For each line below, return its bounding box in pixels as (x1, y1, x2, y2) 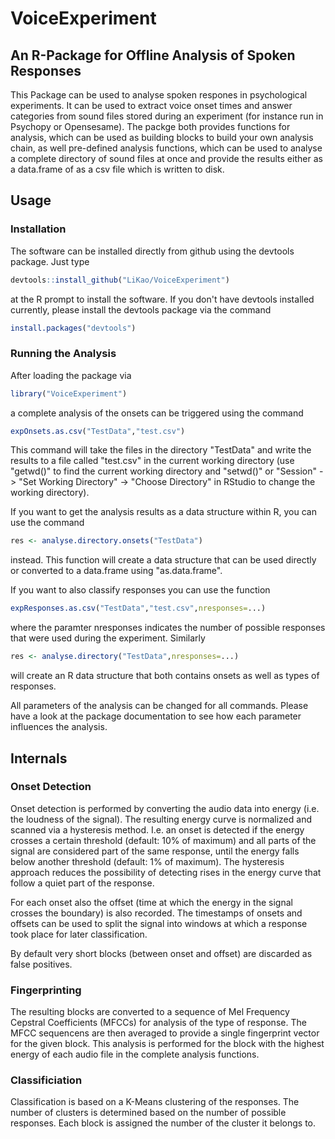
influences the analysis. (10, 721, 108, 733)
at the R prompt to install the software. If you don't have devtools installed (10, 293, 315, 305)
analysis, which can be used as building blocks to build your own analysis (10, 132, 314, 143)
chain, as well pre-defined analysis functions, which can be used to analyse (10, 142, 323, 154)
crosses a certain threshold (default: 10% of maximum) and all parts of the (10, 834, 317, 846)
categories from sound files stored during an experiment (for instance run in (10, 110, 324, 122)
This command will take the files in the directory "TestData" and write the (10, 444, 312, 456)
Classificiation (10, 1073, 83, 1087)
